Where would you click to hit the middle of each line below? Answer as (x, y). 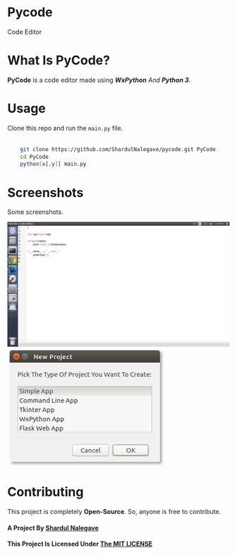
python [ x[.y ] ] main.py (53, 164)
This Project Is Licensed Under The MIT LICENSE (80, 544)
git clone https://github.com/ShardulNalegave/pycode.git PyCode (118, 149)
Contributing (45, 492)
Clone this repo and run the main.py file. (65, 128)
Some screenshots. (35, 212)
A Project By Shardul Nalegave (53, 527)
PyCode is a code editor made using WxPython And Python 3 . (99, 80)
